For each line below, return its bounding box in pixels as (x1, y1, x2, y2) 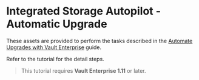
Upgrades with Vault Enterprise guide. (6, 44, 102, 51)
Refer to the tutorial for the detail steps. (6, 55, 104, 62)
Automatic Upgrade (6, 17, 107, 31)
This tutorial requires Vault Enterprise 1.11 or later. (21, 67, 146, 74)
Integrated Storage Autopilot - (6, 4, 161, 18)
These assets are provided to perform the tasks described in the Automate (6, 37, 193, 44)
